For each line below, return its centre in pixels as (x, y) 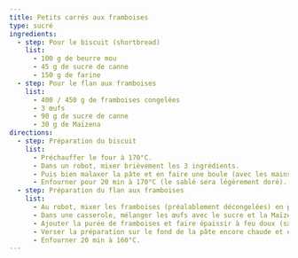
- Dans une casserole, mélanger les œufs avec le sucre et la (150, 215)
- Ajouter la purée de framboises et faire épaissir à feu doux (154, 223)
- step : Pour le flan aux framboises (87, 83)
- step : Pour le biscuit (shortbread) (89, 42)
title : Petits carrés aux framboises (79, 17)
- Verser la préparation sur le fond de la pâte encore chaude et (158, 231)
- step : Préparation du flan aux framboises (101, 191)
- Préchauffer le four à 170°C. (92, 157)
